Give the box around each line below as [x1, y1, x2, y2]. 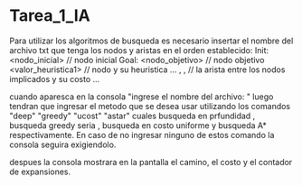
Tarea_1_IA [9, 5, 90, 26]
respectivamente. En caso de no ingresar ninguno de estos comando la [9, 129, 275, 140]
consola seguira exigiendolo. [9, 139, 117, 150]
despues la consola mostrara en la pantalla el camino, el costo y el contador [9, 156, 293, 167]
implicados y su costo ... [9, 73, 100, 84]
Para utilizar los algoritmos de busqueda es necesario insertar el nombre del [9, 35, 294, 46]
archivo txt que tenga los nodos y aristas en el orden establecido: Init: [9, 44, 269, 55]
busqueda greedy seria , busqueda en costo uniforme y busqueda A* [9, 119, 267, 131]
